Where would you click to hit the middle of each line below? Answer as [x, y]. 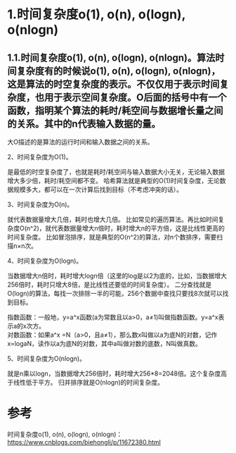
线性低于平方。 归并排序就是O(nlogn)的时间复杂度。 [88, 382]
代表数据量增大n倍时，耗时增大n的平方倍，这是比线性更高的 [138, 228]
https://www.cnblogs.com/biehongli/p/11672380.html [84, 442]
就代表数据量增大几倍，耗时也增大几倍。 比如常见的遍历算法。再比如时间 [113, 219]
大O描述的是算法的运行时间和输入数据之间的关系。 [80, 142]
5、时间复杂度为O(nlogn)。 [47, 359]
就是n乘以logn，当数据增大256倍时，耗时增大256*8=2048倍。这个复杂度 [114, 373]
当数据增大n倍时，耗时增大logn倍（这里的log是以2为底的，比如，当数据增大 [117, 276]
